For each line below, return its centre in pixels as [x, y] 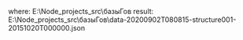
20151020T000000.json [46, 28]
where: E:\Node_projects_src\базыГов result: [81, 11]
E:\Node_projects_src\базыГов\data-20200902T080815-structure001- [122, 20]
